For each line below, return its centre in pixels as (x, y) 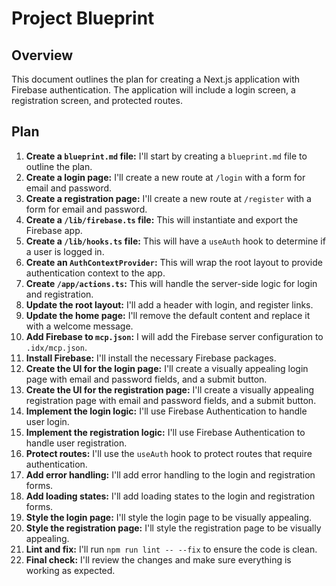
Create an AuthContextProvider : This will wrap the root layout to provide (174, 262)
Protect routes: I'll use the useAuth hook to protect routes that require (169, 453)
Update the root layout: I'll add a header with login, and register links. (169, 304)
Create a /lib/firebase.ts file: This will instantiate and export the (162, 219)
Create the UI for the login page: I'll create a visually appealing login (167, 368)
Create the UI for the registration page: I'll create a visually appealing (170, 389)
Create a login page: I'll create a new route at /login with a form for (165, 177)
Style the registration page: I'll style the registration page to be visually (173, 528)
